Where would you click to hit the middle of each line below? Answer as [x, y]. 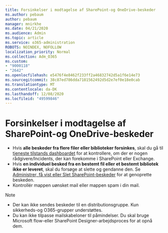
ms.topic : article [24, 38]
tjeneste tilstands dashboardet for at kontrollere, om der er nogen [80, 153]
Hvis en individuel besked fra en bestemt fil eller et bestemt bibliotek [86, 164]
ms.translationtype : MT [30, 84]
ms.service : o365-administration [40, 43]
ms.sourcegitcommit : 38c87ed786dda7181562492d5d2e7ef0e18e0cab [73, 80]
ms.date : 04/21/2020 [27, 29]
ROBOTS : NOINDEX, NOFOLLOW [33, 47]
